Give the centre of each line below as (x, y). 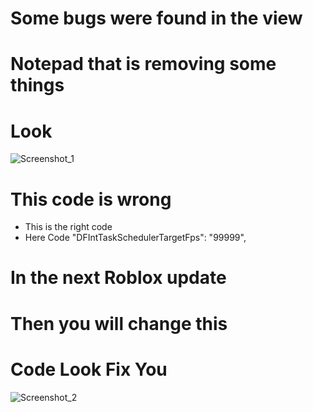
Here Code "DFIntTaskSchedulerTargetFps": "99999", (135, 238)
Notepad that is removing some (143, 64)
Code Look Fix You (89, 369)
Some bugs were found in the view (156, 18)
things (37, 85)
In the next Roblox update (118, 278)
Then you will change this (119, 323)
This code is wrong (91, 199)
